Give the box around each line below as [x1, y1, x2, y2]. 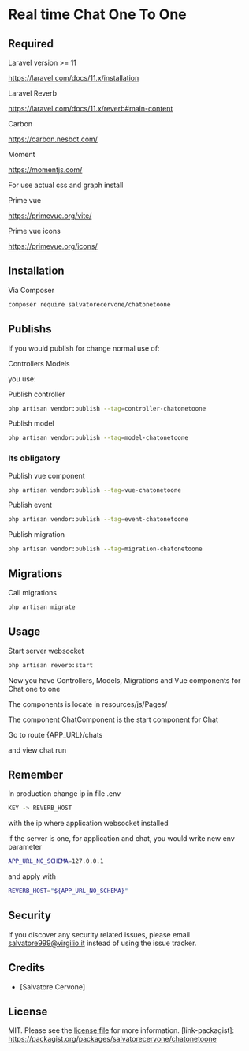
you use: [8, 373, 37, 384]
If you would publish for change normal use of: [8, 343, 160, 353]
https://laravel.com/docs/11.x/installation [8, 73, 139, 82]
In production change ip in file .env [8, 789, 121, 798]
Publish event [8, 500, 53, 510]
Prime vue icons [8, 227, 61, 235]
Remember [8, 768, 64, 781]
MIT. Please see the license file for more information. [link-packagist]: [8, 1026, 235, 1035]
